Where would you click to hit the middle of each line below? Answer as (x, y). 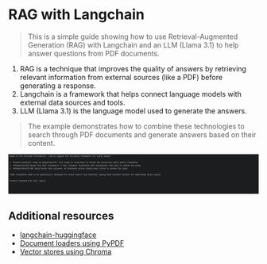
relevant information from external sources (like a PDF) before (121, 77)
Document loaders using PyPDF (72, 243)
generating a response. (58, 86)
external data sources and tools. (72, 102)
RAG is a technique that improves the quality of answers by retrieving (133, 68)
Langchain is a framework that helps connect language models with (131, 94)
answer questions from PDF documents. (94, 53)
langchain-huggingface (58, 235)
